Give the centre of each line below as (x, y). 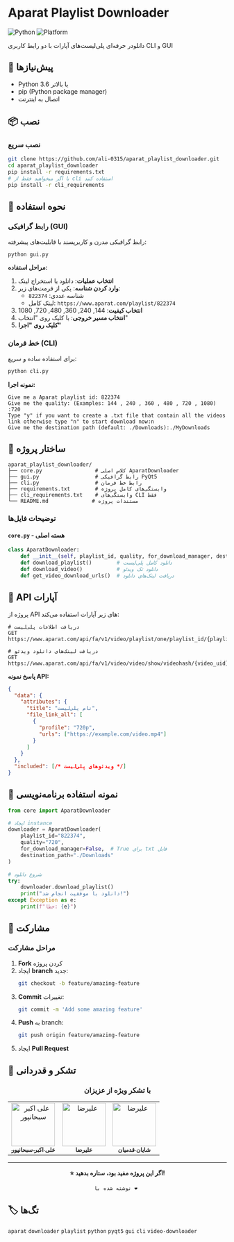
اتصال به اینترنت (39, 99)
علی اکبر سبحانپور (33, 1150)
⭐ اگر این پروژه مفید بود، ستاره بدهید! (117, 1173)
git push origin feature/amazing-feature (78, 1035)
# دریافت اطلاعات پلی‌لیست (44, 627)
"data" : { (28, 695)
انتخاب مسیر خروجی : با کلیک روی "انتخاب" (73, 318)
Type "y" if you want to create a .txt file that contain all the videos (117, 415)
